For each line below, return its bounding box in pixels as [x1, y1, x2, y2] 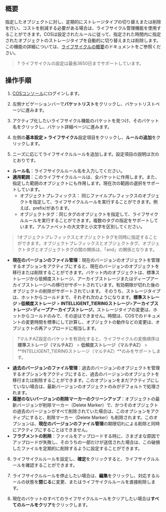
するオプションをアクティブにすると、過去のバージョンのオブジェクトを [12, 371, 160, 377]
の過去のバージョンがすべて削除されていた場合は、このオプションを [12, 408, 151, 414]
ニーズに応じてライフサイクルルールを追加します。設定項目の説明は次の [12, 151, 160, 157]
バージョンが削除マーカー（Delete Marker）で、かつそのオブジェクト [16, 402, 159, 408]
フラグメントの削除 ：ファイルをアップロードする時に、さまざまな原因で [12, 433, 160, 439]
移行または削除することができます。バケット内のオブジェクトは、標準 [12, 269, 156, 275]
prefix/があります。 [33, 205, 72, 211]
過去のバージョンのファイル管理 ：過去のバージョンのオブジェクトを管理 [12, 365, 160, 371]
